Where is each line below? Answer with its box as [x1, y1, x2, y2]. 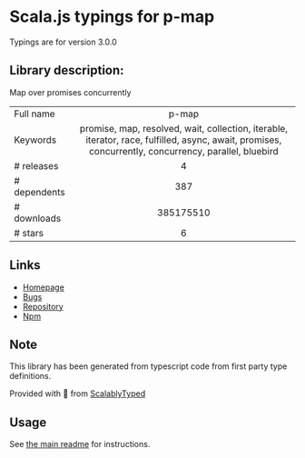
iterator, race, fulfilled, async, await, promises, [85, 134, 282, 146]
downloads [14, 212, 62, 224]
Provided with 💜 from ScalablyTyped [9, 388, 146, 399]
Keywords [14, 134, 57, 146]
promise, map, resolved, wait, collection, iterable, [79, 122, 289, 134]
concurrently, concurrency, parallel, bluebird [89, 144, 279, 157]
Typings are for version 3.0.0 [9, 36, 117, 47]
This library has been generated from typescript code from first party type [9, 361, 288, 372]
